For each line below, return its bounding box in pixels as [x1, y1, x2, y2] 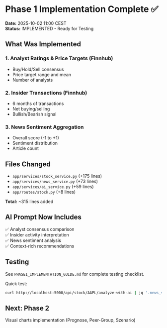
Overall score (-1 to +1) [12, 135, 60, 141]
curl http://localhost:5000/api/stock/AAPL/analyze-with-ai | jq [5, 290, 143, 295]
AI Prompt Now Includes [5, 213, 82, 221]
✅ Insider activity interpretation [5, 231, 69, 237]
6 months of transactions [12, 101, 64, 107]
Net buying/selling [12, 106, 50, 111]
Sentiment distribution [12, 140, 58, 146]
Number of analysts [12, 77, 53, 83]
